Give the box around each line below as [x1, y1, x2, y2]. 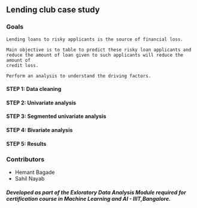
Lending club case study [6, 5, 100, 15]
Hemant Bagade [14, 169, 55, 176]
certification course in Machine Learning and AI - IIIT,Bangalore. [6, 195, 171, 202]
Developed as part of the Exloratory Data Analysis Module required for [6, 188, 187, 196]
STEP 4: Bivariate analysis [6, 127, 73, 134]
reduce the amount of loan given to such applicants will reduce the [6, 52, 184, 58]
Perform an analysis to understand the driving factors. [6, 73, 151, 79]
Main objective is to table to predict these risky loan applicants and [6, 47, 192, 53]
